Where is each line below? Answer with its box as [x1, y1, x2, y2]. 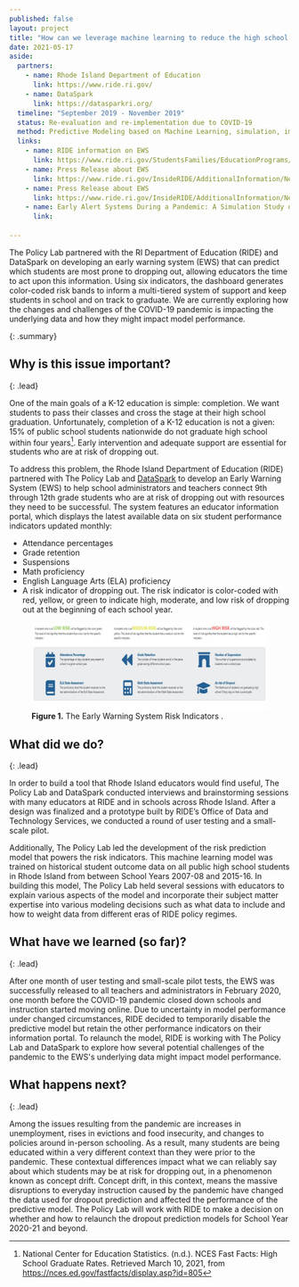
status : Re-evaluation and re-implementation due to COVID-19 [17, 118, 253, 127]
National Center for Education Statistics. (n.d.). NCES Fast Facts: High [21, 1248, 279, 1258]
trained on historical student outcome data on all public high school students [9, 861, 290, 872]
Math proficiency [21, 567, 85, 577]
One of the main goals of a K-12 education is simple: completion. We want [9, 397, 279, 408]
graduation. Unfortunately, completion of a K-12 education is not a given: [9, 416, 276, 428]
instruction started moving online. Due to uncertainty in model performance [9, 1004, 287, 1015]
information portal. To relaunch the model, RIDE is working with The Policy [9, 1032, 282, 1043]
